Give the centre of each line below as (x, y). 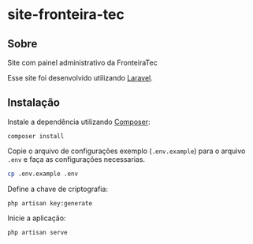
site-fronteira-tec (66, 15)
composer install (36, 136)
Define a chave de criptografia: (58, 189)
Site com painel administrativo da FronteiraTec (83, 62)
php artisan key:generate (50, 203)
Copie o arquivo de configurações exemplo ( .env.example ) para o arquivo (126, 151)
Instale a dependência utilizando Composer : (79, 122)
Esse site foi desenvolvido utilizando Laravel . (80, 78)
